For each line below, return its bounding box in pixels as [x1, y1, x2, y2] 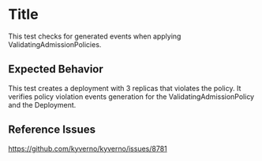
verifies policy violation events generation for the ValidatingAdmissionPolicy [8, 92, 255, 101]
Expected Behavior [8, 63, 104, 76]
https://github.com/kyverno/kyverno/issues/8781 [8, 144, 167, 153]
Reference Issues [8, 123, 96, 137]
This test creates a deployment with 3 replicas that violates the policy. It [8, 83, 241, 93]
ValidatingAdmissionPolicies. [8, 39, 102, 49]
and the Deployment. [8, 100, 77, 109]
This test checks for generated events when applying [8, 31, 182, 41]
